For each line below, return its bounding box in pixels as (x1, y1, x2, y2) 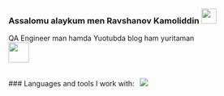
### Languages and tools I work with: (8, 79, 136, 89)
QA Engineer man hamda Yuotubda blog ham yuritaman (8, 33, 195, 44)
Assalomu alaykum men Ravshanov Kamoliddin (8, 15, 200, 26)
